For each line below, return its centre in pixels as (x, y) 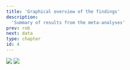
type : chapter (24, 39)
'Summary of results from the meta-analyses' (69, 22)
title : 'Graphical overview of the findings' (63, 11)
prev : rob (18, 28)
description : (22, 17)
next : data (19, 34)
